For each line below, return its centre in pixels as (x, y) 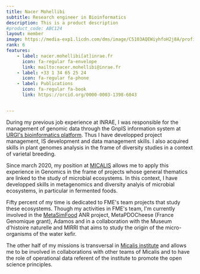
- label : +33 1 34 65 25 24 (51, 73)
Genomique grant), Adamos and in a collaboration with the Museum (89, 221)
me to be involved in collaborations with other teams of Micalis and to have (98, 251)
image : (14, 39)
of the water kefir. (55, 233)
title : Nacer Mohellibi (36, 12)
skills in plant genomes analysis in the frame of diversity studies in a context (100, 147)
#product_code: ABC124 (34, 28)
